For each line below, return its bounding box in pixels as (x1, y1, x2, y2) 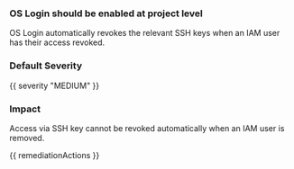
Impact (9, 102, 41, 115)
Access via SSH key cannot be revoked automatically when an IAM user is (9, 122, 285, 133)
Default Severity (9, 59, 83, 72)
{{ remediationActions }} (9, 149, 100, 160)
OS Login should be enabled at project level (9, 7, 203, 20)
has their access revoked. (9, 37, 106, 48)
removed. (9, 132, 45, 143)
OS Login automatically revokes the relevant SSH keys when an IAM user (9, 28, 280, 39)
